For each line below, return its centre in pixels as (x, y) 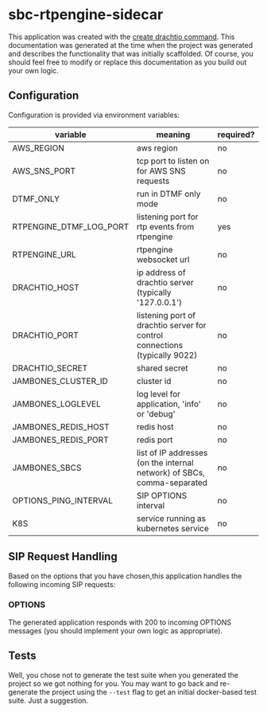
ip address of (161, 272)
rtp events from (165, 226)
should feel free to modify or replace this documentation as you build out (128, 62)
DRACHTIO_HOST (46, 287)
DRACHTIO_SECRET (50, 368)
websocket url (163, 259)
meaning (173, 135)
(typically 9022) (167, 355)
